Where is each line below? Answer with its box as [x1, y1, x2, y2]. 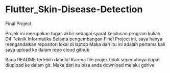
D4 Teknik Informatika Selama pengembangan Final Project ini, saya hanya [5, 36, 162, 42]
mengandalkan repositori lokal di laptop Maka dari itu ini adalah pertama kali [5, 41, 165, 47]
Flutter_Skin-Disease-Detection [5, 4, 143, 15]
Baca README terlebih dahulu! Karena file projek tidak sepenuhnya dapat [5, 56, 160, 62]
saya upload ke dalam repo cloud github [5, 46, 90, 53]
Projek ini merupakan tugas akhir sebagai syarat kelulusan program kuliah [5, 30, 161, 36]
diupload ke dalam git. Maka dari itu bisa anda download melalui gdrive [5, 62, 155, 68]
